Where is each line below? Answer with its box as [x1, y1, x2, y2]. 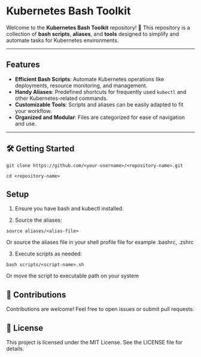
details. [6, 345, 25, 352]
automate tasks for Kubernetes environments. [6, 36, 119, 44]
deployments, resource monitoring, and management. [14, 82, 148, 89]
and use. [14, 120, 37, 127]
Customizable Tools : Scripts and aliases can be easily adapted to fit [14, 100, 184, 108]
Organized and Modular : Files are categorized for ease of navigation [14, 114, 185, 121]
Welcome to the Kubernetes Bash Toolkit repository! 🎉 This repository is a [6, 24, 190, 31]
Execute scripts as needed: [14, 250, 83, 258]
